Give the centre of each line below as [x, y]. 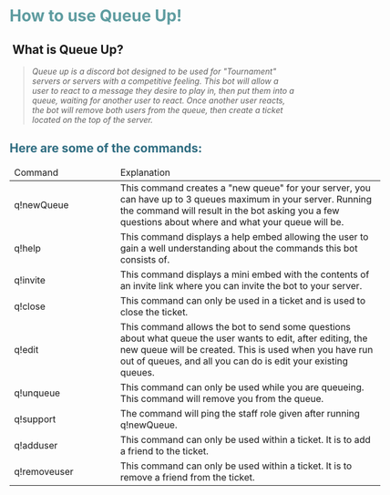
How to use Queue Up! [96, 16]
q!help [27, 248]
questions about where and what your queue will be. [232, 222]
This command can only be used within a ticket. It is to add [245, 439]
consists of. [145, 259]
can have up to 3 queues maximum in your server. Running [246, 199]
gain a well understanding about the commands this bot [239, 248]
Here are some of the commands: [106, 148]
